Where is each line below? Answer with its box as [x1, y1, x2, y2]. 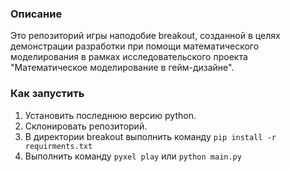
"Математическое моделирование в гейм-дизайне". [10, 62, 235, 74]
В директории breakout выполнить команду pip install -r [24, 130, 277, 142]
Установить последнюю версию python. [24, 109, 197, 121]
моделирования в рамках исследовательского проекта [10, 51, 248, 63]
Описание [10, 7, 63, 21]
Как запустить [10, 87, 85, 101]
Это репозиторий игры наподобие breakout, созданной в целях [10, 30, 281, 42]
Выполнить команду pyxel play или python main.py [24, 150, 242, 162]
